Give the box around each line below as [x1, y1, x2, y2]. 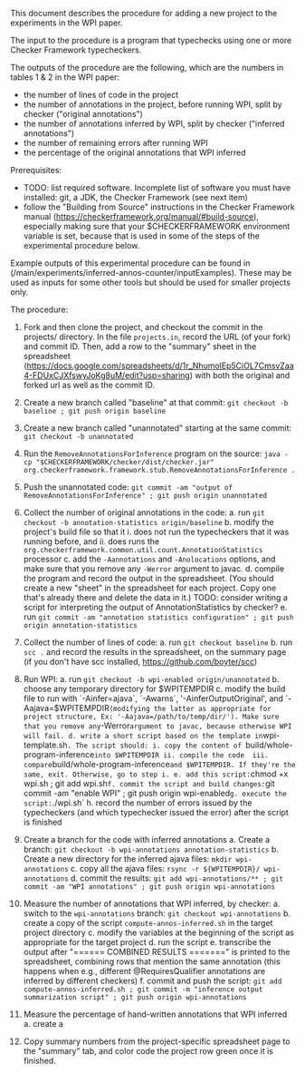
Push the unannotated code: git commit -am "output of [23, 482, 234, 493]
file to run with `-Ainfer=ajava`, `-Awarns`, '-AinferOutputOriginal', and [23, 693, 284, 704]
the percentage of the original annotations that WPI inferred [23, 147, 247, 158]
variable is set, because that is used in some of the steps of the [23, 230, 261, 241]
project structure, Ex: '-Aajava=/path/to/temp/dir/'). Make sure [23, 712, 280, 721]
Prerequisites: [10, 165, 62, 175]
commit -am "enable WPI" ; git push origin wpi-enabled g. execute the [23, 788, 288, 798]
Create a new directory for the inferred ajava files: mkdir [23, 854, 233, 864]
